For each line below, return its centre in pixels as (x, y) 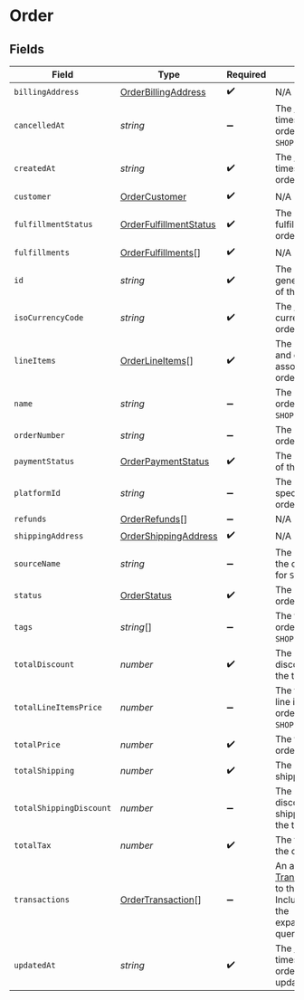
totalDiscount (44, 665)
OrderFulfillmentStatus (168, 224)
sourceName (37, 563)
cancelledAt (40, 125)
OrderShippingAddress (169, 536)
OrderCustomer (153, 196)
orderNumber (40, 435)
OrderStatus (146, 595)
